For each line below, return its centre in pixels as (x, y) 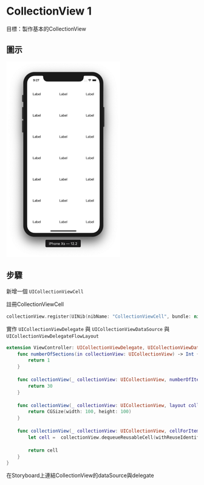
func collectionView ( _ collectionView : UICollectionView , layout (102, 405)
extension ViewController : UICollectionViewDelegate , (76, 347)
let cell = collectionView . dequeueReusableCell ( (92, 437)
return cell (43, 450)
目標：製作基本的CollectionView (46, 29)
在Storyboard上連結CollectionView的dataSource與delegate (80, 475)
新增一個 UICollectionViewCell (45, 291)
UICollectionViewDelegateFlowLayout (53, 336)
